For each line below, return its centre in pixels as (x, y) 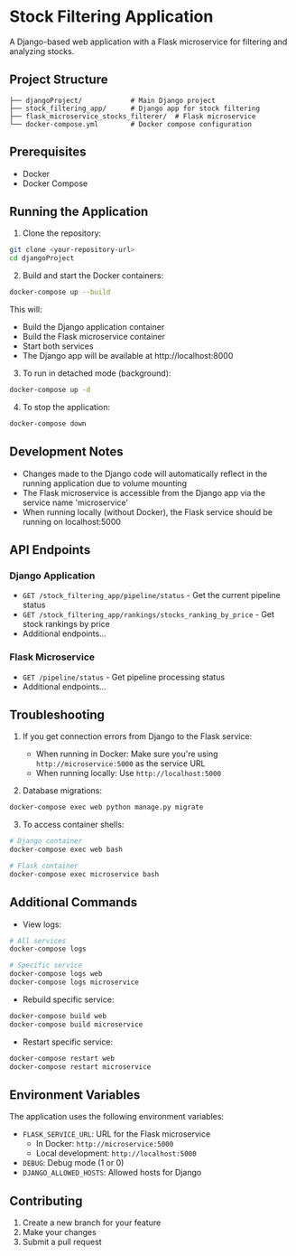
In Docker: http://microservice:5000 (105, 1144)
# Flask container (44, 866)
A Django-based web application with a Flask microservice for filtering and (148, 42)
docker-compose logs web (56, 974)
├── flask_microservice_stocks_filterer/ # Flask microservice (133, 116)
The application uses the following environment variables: (116, 1117)
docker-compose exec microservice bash (84, 874)
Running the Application (79, 211)
